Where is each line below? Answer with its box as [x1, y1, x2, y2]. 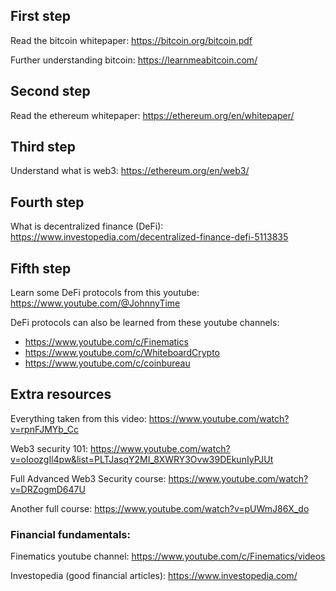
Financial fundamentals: [10, 527, 131, 541]
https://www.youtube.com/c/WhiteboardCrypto [24, 347, 220, 359]
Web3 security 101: [10, 442, 88, 454]
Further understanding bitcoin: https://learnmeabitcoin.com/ [10, 54, 258, 66]
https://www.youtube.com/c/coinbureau [24, 357, 191, 369]
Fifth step [10, 260, 72, 277]
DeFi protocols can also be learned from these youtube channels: [10, 317, 280, 329]
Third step [10, 139, 77, 156]
